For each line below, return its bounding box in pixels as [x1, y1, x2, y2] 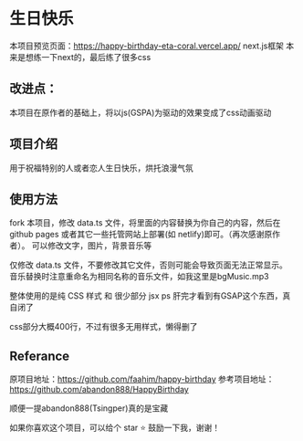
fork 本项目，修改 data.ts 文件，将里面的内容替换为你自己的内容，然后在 [9, 217, 281, 228]
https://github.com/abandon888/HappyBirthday [9, 384, 189, 395]
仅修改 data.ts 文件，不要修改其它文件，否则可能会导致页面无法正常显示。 [9, 259, 287, 270]
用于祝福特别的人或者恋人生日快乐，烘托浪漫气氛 [9, 162, 193, 173]
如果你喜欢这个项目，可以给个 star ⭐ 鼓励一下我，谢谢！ [9, 422, 221, 434]
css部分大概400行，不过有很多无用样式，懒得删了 [9, 321, 198, 332]
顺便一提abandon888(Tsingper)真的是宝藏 [9, 403, 169, 414]
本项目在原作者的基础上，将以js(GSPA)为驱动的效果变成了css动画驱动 [9, 107, 272, 118]
